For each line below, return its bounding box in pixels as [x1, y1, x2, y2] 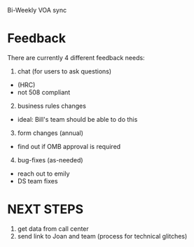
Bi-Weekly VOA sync [7, 6, 67, 14]
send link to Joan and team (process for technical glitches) [17, 232, 188, 240]
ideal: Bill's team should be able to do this [17, 115, 138, 123]
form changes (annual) [17, 129, 84, 137]
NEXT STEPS [7, 202, 84, 218]
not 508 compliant [17, 87, 71, 97]
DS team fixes [17, 176, 58, 185]
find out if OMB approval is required [17, 142, 121, 150]
